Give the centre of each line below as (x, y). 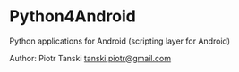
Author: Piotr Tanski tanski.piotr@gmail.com (90, 58)
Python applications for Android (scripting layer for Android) (120, 41)
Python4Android (73, 16)
